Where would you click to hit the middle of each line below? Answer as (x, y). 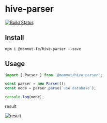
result (11, 106)
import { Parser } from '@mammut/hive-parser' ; (54, 75)
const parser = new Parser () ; (36, 84)
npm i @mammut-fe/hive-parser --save (43, 49)
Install (15, 38)
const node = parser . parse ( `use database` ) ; (51, 88)
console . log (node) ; (25, 97)
